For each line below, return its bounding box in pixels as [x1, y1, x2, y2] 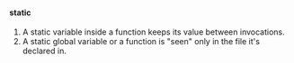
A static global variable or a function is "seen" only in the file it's [22, 36, 261, 47]
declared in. [22, 45, 67, 57]
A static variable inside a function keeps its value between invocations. [22, 27, 285, 37]
